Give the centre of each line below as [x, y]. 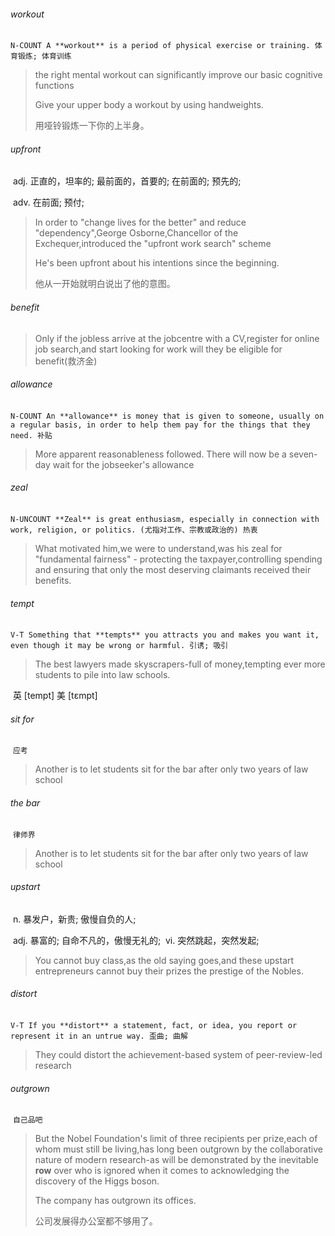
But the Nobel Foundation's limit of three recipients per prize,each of [176, 1139]
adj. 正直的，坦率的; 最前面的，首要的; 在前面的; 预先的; [127, 181]
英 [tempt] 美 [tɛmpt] [55, 696]
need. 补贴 [31, 435]
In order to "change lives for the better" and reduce [140, 222]
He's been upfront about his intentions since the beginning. [157, 263]
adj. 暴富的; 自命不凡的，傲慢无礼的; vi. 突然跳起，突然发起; [136, 940]
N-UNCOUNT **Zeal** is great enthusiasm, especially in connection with [165, 520]
